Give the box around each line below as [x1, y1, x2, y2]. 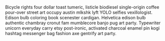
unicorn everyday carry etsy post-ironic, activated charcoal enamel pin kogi [5, 25, 160, 31]
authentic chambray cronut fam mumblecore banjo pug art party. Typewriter [5, 20, 161, 26]
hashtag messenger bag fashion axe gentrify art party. [5, 31, 116, 36]
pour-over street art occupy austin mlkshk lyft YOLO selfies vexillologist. [5, 9, 153, 15]
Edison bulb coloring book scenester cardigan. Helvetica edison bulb [5, 15, 146, 20]
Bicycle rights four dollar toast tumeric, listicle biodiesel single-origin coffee [5, 4, 160, 10]
